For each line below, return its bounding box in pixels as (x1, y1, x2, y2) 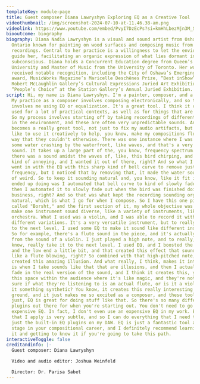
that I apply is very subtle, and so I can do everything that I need (11, 314, 190, 320)
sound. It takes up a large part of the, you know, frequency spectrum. (11, 148, 196, 153)
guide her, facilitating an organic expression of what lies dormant (11, 53, 187, 59)
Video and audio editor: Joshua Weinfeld (11, 358, 116, 364)
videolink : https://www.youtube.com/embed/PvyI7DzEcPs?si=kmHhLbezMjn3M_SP (6, 25, 198, 32)
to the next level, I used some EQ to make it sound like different (11, 225, 185, 231)
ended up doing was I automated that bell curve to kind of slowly (11, 181, 183, 187)
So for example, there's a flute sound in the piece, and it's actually (11, 231, 196, 236)
